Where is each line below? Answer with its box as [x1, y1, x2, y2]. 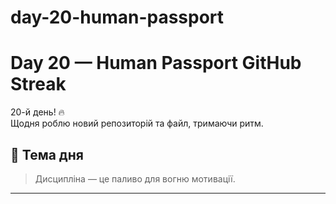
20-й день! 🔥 [10, 106, 65, 118]
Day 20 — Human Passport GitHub [10, 52, 302, 75]
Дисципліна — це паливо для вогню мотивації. [34, 172, 236, 185]
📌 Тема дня [10, 146, 84, 163]
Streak [10, 73, 67, 96]
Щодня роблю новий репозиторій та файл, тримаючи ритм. [10, 117, 264, 130]
